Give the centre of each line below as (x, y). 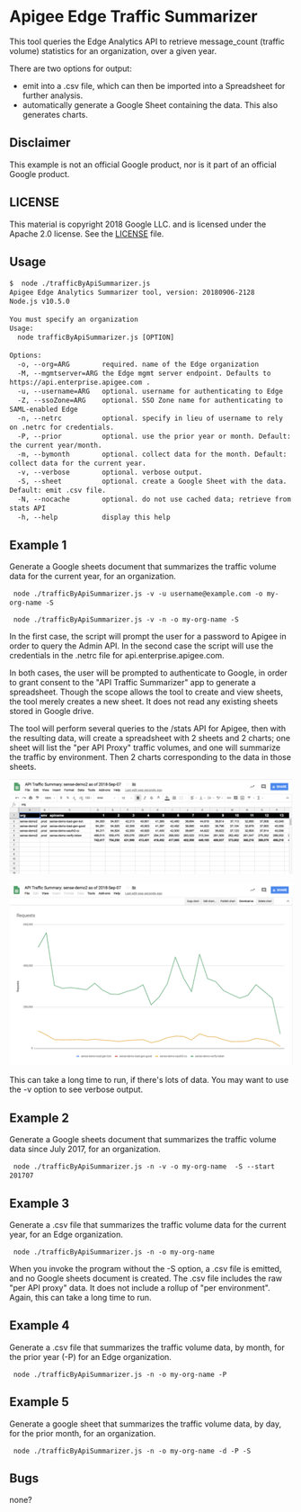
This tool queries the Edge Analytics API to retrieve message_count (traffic (147, 41)
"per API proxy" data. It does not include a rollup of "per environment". (140, 1288)
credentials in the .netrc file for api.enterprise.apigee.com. (117, 656)
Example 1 (38, 545)
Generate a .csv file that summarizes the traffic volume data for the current (148, 1225)
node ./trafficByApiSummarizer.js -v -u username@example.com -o (138, 594)
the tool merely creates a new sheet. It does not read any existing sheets (144, 702)
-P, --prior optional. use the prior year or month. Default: (155, 437)
